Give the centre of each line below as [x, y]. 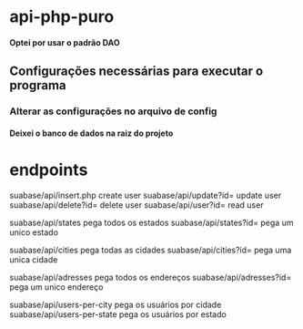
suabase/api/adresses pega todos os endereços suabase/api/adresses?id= [151, 277]
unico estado [34, 232]
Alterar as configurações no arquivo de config [113, 111]
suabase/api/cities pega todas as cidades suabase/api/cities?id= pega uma [151, 250]
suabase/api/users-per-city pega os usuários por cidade [116, 304]
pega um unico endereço [56, 287]
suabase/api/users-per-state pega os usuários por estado [118, 314]
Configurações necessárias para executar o [136, 72]
